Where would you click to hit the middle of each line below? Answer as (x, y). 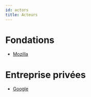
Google (21, 89)
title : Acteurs (22, 15)
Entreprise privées (45, 75)
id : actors (17, 10)
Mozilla (20, 54)
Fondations (30, 40)
